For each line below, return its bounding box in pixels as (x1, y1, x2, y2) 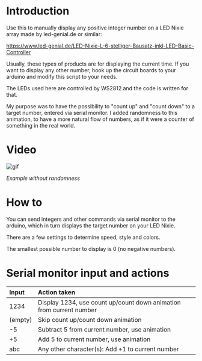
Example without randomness (6, 174, 80, 182)
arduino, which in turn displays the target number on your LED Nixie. (6, 221, 176, 229)
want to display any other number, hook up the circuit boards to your (6, 66, 176, 73)
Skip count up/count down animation (38, 315, 142, 324)
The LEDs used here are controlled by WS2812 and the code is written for (6, 84, 188, 91)
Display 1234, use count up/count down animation (38, 298, 182, 306)
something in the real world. (6, 122, 76, 129)
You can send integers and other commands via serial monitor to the (6, 215, 176, 223)
